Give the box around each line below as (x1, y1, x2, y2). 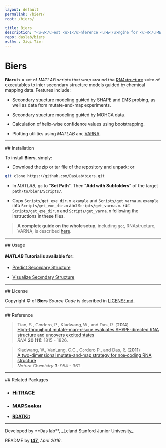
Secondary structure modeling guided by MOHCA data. (12, 112, 125, 118)
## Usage (5, 242, 26, 248)
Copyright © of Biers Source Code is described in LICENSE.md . (5, 297, 135, 304)
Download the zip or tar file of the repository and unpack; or (12, 164, 135, 170)
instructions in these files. (12, 213, 65, 219)
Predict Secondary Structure (12, 264, 71, 270)
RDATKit (12, 413, 31, 420)
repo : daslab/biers (5, 35, 45, 40)
